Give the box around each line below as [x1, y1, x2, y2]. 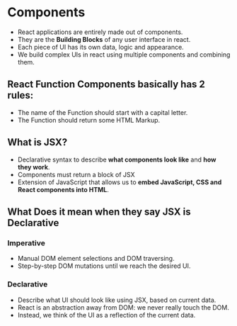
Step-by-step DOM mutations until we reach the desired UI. [17, 262, 191, 270]
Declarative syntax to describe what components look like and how [17, 155, 217, 164]
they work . [17, 162, 50, 171]
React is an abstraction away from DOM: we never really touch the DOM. [17, 303, 230, 312]
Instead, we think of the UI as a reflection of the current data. [17, 310, 196, 319]
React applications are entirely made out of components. [17, 28, 183, 36]
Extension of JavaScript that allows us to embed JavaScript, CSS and [17, 178, 222, 186]
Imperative [7, 238, 46, 248]
